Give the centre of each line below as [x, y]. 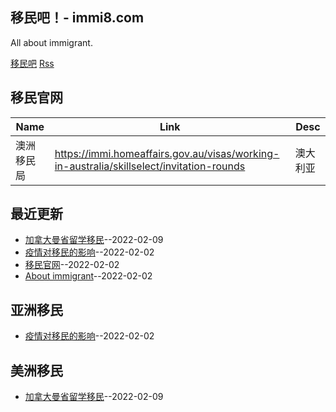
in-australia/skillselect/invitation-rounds [150, 166]
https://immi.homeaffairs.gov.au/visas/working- [167, 153]
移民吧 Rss [32, 63]
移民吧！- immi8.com [77, 18]
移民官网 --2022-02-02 [72, 265]
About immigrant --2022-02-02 [88, 276]
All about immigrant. [51, 42]
